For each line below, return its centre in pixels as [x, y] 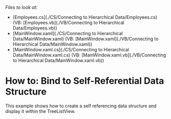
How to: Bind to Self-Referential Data [85, 81]
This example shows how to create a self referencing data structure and [81, 106]
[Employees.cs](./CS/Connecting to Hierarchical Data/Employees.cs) [85, 17]
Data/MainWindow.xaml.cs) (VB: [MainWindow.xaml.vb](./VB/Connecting [89, 55]
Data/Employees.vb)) [35, 28]
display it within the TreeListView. [40, 111]
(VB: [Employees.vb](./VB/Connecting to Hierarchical [68, 23]
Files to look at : [21, 7]
